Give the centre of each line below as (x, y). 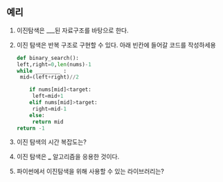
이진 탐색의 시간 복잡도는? (52, 142)
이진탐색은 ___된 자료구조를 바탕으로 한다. (72, 30)
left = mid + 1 (48, 96)
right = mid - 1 (50, 109)
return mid (48, 122)
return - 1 (31, 128)
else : (37, 115)
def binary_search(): (47, 58)
